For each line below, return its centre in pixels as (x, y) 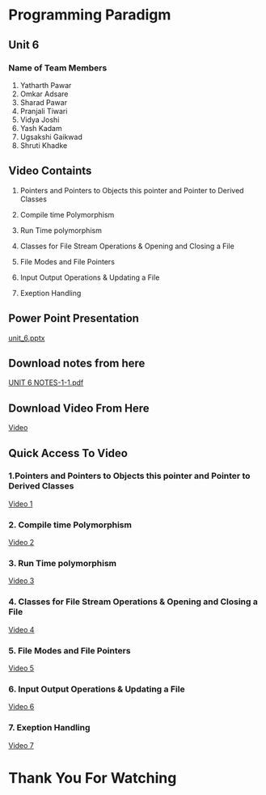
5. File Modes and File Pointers (70, 650)
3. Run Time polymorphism (63, 564)
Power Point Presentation (74, 318)
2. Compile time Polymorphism (70, 525)
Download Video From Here (79, 408)
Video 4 (21, 629)
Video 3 (21, 581)
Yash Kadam (41, 128)
